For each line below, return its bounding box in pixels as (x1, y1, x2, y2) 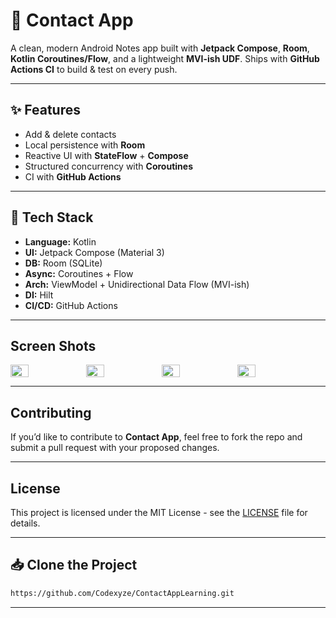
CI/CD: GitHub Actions (24, 299, 118, 311)
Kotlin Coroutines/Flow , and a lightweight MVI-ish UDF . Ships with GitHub (10, 52, 320, 64)
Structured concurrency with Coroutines (24, 160, 193, 172)
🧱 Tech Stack (10, 209, 94, 226)
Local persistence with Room (24, 139, 146, 151)
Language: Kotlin (24, 235, 97, 248)
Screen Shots (10, 337, 97, 354)
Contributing (10, 404, 92, 421)
